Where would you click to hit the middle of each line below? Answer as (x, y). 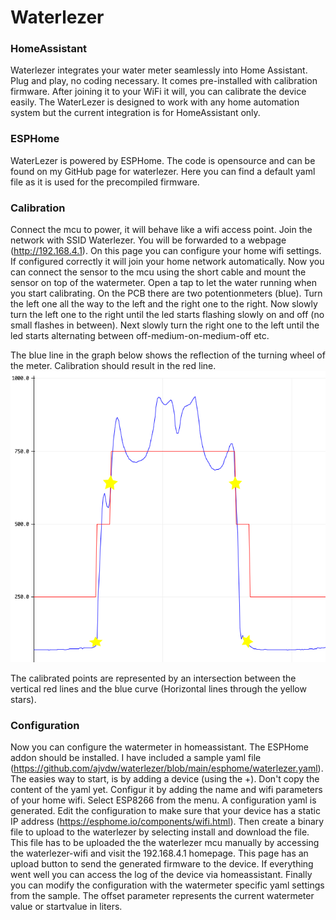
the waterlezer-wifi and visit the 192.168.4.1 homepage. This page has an (159, 853)
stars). (23, 699)
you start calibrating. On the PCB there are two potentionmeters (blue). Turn (166, 293)
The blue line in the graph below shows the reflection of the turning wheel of (168, 355)
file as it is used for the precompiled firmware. (105, 182)
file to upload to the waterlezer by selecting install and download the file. (160, 832)
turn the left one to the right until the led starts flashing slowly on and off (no (167, 315)
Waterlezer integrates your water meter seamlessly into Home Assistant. (159, 70)
